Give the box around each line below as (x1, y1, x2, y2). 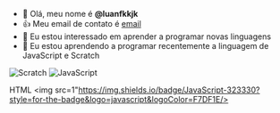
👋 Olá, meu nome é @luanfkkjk (21, 9, 139, 19)
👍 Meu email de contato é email (21, 19, 141, 28)
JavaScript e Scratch (21, 50, 100, 61)
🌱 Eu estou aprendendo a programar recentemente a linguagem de (21, 41, 269, 51)
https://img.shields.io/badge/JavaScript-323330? (78, 85, 260, 95)
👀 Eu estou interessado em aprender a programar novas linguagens (21, 31, 271, 42)
